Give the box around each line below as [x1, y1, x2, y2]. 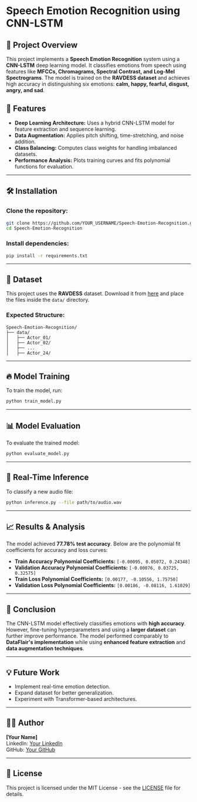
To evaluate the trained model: [6, 439, 80, 447]
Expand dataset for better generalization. [14, 689, 114, 696]
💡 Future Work [6, 668, 60, 678]
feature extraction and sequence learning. [14, 125, 116, 133]
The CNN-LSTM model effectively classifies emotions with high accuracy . [6, 620, 186, 627]
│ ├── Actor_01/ [6, 335, 51, 341]
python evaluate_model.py [6, 451, 69, 457]
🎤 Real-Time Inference [6, 473, 89, 483]
